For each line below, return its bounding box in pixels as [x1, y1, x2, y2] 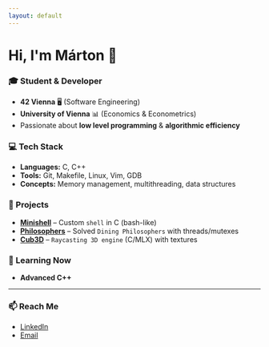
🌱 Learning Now [8, 254, 72, 265]
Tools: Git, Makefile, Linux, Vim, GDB [19, 171, 143, 180]
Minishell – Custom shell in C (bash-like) [19, 217, 157, 227]
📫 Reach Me [8, 301, 59, 312]
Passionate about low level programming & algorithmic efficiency [19, 121, 240, 131]
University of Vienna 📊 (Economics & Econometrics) [19, 109, 197, 119]
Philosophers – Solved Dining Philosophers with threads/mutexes [19, 226, 239, 236]
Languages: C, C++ [19, 162, 86, 172]
